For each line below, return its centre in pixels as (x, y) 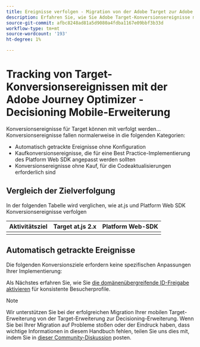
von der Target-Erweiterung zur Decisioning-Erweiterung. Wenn (115, 318)
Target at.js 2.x (75, 226)
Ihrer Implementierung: (34, 271)
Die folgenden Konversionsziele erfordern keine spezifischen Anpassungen (99, 265)
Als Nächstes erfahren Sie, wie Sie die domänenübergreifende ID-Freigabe (98, 282)
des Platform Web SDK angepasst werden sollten (75, 159)
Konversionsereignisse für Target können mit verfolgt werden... (84, 128)
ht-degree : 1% (24, 39)
